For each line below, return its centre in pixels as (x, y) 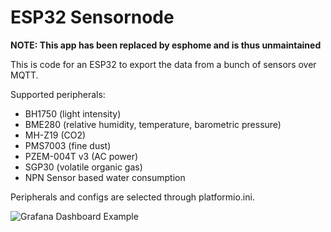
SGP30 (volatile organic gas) (83, 167)
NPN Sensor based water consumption (105, 177)
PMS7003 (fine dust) (68, 145)
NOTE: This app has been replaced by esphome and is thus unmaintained (166, 45)
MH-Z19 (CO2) (55, 135)
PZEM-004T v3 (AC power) (81, 156)
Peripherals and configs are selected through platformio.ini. (132, 197)
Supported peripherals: (58, 94)
